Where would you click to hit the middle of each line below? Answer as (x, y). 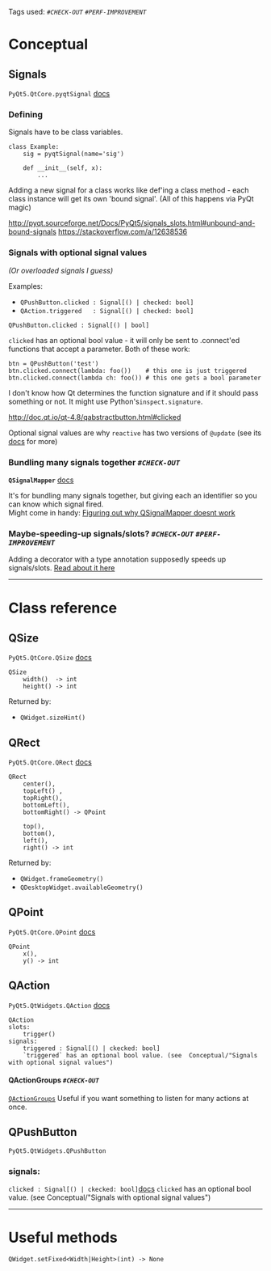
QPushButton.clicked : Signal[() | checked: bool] (107, 303)
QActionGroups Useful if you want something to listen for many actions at (129, 1098)
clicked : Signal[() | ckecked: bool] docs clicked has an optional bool (130, 1188)
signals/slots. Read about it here (62, 568)
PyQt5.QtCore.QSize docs (50, 658)
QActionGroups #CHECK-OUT (54, 1080)
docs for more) (33, 441)
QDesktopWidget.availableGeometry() (81, 888)
